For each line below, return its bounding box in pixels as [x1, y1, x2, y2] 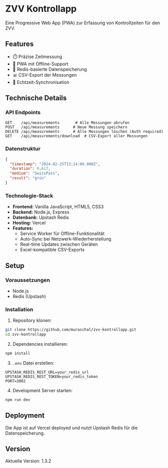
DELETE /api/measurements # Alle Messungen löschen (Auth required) [5, 129, 164, 134]
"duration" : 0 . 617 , [10, 166, 51, 171]
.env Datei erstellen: [12, 360, 54, 366]
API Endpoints [5, 109, 41, 116]
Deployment [5, 411, 45, 420]
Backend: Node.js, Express [12, 209, 70, 215]
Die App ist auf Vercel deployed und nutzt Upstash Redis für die [5, 425, 138, 431]
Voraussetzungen [5, 276, 50, 284]
